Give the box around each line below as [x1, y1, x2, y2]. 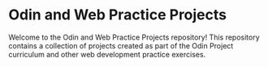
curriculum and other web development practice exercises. [8, 49, 206, 59]
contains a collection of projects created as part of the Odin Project [8, 40, 234, 50]
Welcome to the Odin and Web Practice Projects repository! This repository [8, 32, 260, 42]
